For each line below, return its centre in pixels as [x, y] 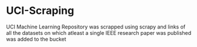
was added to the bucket [36, 39]
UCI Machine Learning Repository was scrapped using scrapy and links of [96, 27]
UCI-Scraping [40, 11]
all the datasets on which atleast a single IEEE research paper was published [99, 32]
